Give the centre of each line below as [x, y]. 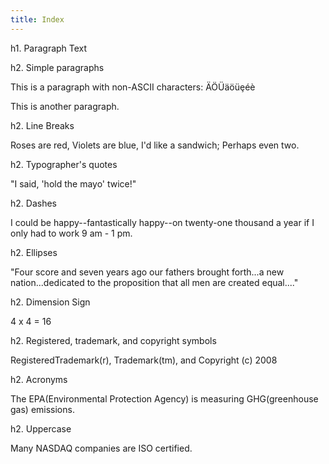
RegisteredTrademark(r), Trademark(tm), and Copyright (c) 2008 [144, 360]
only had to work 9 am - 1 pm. [71, 233]
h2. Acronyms [39, 379]
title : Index [37, 19]
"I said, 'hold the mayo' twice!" [73, 183]
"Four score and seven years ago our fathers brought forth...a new [147, 272]
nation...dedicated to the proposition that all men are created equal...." [154, 282]
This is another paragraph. [65, 106]
